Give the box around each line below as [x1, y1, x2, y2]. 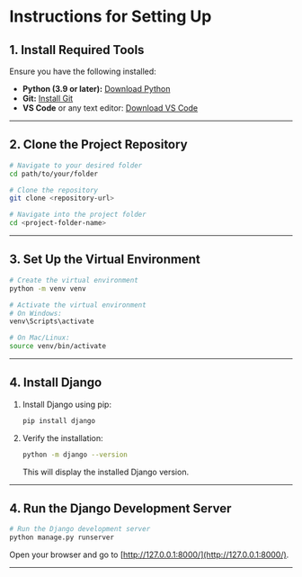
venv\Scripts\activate [9, 317, 94, 326]
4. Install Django [9, 375, 102, 391]
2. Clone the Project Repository [9, 137, 188, 152]
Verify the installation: [22, 432, 103, 443]
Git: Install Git [22, 93, 74, 104]
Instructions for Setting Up [9, 6, 212, 27]
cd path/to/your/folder [9, 169, 99, 178]
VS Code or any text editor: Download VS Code [22, 103, 199, 113]
